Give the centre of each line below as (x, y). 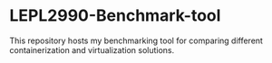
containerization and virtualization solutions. (92, 49)
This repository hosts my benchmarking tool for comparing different (136, 40)
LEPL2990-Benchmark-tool (115, 16)
